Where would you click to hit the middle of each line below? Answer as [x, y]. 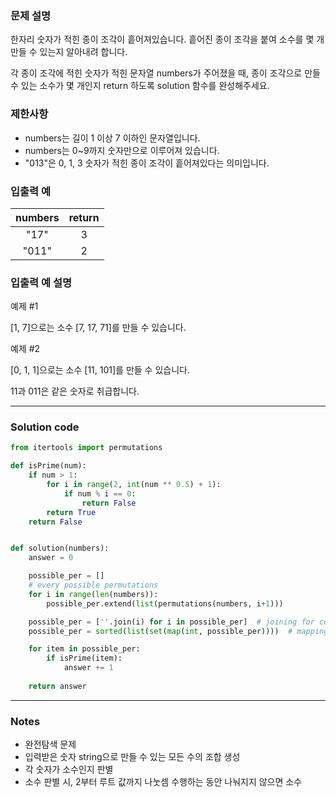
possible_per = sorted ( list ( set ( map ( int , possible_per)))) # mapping [178, 631]
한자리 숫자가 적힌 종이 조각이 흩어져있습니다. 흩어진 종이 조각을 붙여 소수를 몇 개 [167, 39]
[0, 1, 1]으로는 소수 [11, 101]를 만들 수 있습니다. [100, 370]
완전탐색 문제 [50, 744]
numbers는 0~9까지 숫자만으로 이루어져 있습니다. [122, 150]
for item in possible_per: [84, 649]
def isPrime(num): [48, 466]
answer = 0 [51, 558]
